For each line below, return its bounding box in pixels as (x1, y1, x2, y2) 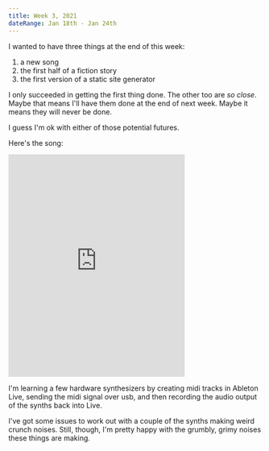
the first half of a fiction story (19, 65, 118, 75)
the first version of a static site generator (19, 74, 155, 84)
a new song (19, 57, 59, 67)
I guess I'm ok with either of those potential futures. (8, 122, 180, 132)
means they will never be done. (8, 106, 113, 117)
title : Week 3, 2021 (8, 11, 78, 20)
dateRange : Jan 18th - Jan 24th (8, 19, 117, 27)
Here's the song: (8, 138, 64, 147)
